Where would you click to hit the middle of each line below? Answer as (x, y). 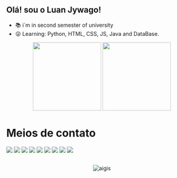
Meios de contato (51, 133)
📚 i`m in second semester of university (64, 25)
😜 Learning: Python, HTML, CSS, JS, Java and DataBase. (87, 33)
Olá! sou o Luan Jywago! (54, 10)
